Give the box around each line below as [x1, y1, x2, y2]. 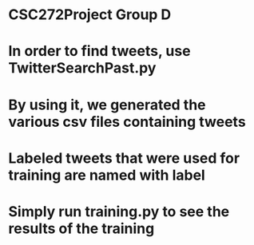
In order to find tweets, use [8, 42, 191, 61]
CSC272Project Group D [8, 6, 172, 24]
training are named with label [8, 166, 205, 184]
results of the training [8, 219, 155, 237]
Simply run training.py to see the [8, 202, 230, 220]
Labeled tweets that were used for [8, 149, 240, 167]
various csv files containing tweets [8, 113, 246, 131]
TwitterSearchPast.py [8, 59, 157, 77]
